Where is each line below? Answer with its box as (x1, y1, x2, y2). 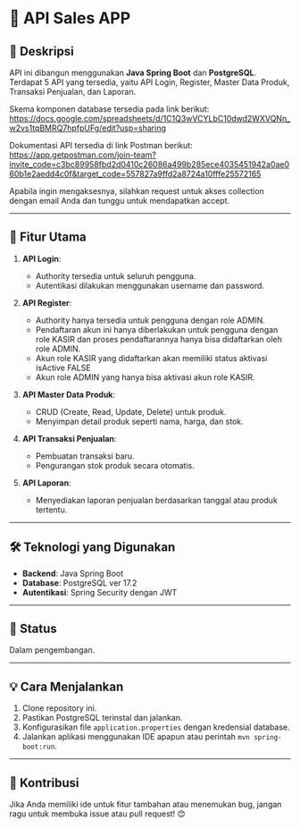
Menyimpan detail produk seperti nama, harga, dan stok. (35, 416, 244, 427)
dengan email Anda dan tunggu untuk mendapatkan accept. (9, 196, 230, 206)
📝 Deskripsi (9, 44, 74, 59)
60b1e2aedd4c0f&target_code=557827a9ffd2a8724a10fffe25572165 (9, 169, 262, 179)
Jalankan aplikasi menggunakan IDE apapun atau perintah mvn (21, 731, 250, 742)
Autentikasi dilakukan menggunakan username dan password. (35, 280, 265, 291)
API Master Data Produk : (21, 389, 116, 400)
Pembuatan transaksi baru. (35, 451, 136, 461)
